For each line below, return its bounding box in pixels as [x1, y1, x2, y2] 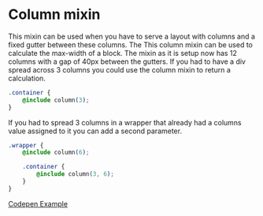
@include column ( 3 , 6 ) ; [36, 170, 114, 178]
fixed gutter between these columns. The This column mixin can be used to [8, 39, 254, 49]
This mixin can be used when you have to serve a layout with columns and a [8, 32, 256, 41]
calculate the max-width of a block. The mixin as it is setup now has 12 [8, 48, 238, 58]
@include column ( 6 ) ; [22, 148, 90, 157]
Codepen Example [8, 199, 69, 208]
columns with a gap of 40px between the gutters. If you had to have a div [8, 57, 246, 66]
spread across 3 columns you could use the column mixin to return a [8, 65, 231, 74]
